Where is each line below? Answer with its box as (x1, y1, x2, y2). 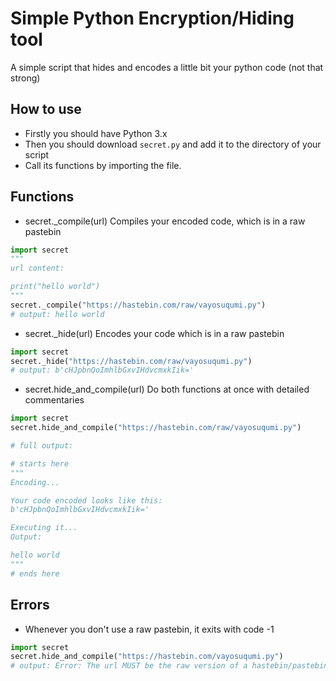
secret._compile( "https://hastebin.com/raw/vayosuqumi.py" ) (10, 300, 267, 310)
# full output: (10, 441, 74, 451)
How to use (10, 101, 82, 118)
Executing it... (10, 523, 78, 533)
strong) (10, 72, 41, 84)
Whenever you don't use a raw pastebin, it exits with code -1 (24, 623, 275, 635)
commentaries (24, 394, 85, 406)
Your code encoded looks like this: (10, 495, 163, 506)
